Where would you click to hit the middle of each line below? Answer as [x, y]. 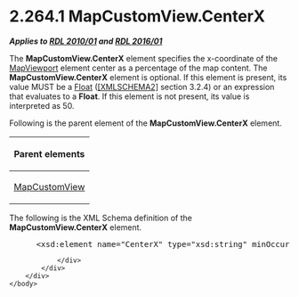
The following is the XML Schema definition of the [101, 218]
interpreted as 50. [42, 105]
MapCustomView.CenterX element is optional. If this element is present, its [148, 77]
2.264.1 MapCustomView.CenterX [137, 16]
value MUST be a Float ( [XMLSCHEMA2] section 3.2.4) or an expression [142, 87]
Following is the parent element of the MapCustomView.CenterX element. [145, 123]
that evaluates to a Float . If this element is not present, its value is [129, 96]
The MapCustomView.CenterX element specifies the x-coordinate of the [144, 58]
